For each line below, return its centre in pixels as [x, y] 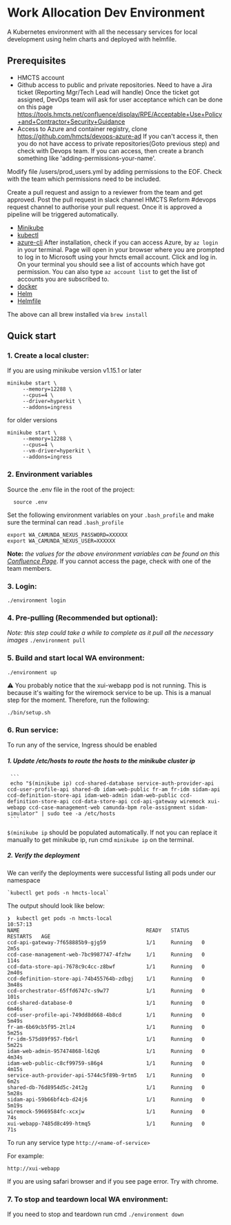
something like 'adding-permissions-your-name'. [87, 158]
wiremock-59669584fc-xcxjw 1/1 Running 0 [106, 1111]
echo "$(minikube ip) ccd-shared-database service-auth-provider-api [112, 783]
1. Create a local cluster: [48, 355]
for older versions [32, 420]
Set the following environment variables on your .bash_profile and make [111, 515]
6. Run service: [33, 729]
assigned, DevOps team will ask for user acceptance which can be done [120, 99]
